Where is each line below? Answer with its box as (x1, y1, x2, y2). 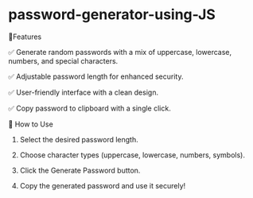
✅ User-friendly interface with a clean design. (8, 87, 159, 97)
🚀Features (8, 32, 42, 41)
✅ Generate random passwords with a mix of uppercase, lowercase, (8, 47, 232, 56)
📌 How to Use (8, 119, 53, 129)
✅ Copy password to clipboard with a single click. (8, 103, 171, 113)
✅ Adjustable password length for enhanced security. (8, 72, 185, 81)
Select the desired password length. (19, 134, 138, 144)
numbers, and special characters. (8, 56, 119, 65)
